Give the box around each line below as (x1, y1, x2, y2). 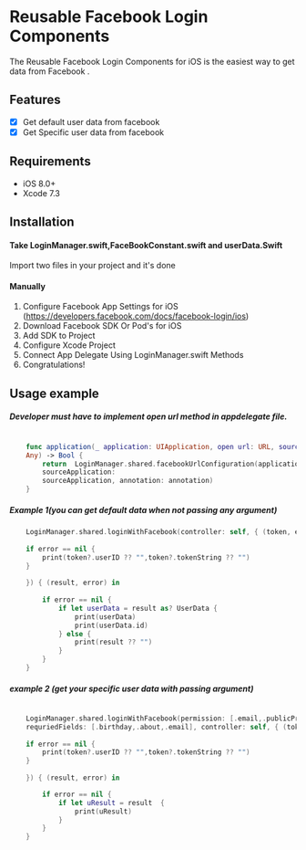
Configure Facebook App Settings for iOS (22, 301, 179, 312)
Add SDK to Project (22, 331, 96, 341)
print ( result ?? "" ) (74, 637, 153, 647)
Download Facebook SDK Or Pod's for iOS (22, 320, 182, 331)
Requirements (9, 153, 91, 170)
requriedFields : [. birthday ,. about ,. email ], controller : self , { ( (25, 722, 287, 731)
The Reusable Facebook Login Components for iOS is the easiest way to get (9, 56, 295, 67)
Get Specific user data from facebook (22, 126, 165, 138)
